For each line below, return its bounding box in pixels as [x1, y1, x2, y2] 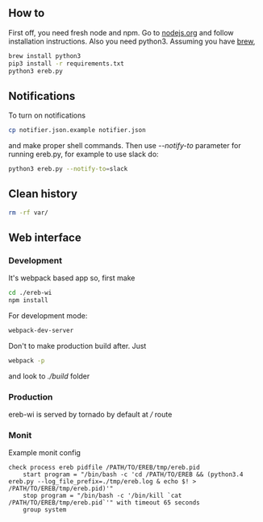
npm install [8, 296, 48, 304]
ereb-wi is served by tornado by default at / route [8, 410, 173, 420]
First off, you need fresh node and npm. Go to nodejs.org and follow [8, 27, 234, 37]
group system [23, 506, 67, 514]
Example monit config [8, 448, 81, 458]
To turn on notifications [8, 110, 86, 120]
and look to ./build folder [8, 371, 90, 381]
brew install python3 [8, 52, 81, 60]
